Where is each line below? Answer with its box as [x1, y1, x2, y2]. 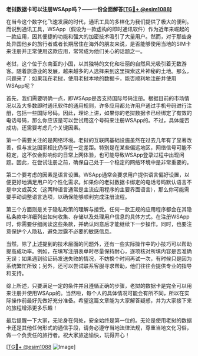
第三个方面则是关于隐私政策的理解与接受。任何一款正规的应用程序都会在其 [6, 206, 187, 212]
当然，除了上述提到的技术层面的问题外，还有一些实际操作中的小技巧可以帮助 [6, 241, 192, 247]
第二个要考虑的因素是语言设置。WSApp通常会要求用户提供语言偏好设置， [6, 171, 184, 178]
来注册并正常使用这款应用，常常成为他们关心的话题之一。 [6, 48, 146, 55]
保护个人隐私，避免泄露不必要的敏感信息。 [11, 228, 115, 235]
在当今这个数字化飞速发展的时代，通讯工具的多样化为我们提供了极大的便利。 [6, 18, 192, 25]
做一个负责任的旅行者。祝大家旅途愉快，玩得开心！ [6, 332, 130, 338]
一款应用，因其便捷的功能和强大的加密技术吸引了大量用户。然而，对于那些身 [6, 33, 192, 40]
